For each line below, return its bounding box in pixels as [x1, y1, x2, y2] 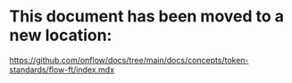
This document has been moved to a [9, 6, 284, 27]
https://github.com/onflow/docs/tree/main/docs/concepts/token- [9, 54, 249, 65]
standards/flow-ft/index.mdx [9, 64, 114, 75]
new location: [9, 25, 113, 46]
